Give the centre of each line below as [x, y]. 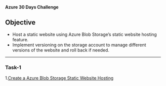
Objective [21, 22]
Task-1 [13, 67]
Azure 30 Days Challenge [32, 7]
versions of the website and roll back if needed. [61, 50]
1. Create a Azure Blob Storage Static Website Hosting [59, 78]
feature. [20, 39]
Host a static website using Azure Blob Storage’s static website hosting [84, 34]
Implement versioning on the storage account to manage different [79, 45]
